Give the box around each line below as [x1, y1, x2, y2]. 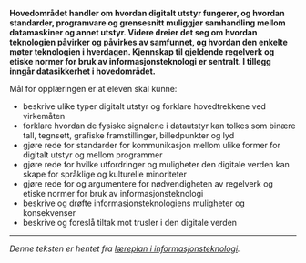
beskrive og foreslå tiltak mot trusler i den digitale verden [22, 217, 238, 228]
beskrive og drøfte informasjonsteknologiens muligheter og [22, 197, 246, 208]
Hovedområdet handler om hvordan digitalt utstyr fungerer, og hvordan [9, 8, 285, 18]
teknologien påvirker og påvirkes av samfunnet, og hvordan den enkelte [9, 36, 289, 47]
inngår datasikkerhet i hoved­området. [9, 66, 157, 76]
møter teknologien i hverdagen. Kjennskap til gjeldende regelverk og [9, 46, 275, 57]
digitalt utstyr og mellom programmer [22, 149, 163, 160]
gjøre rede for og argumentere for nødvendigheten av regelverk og [22, 178, 273, 189]
